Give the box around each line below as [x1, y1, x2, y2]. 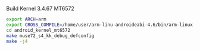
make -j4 [6, 38, 28, 44]
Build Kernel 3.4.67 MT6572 [6, 5, 74, 12]
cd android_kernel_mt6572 [6, 27, 70, 33]
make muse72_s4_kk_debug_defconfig [6, 32, 95, 39]
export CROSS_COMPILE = [6, 22, 62, 28]
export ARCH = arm [6, 16, 46, 22]
